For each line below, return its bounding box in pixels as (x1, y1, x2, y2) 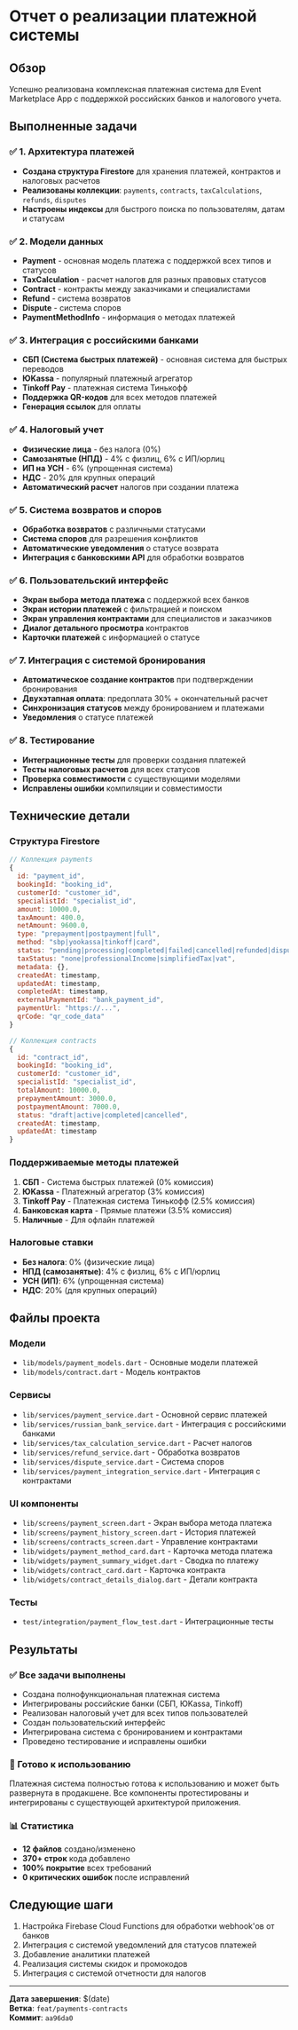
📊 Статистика (9, 1820, 74, 1832)
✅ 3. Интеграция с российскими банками (9, 334, 200, 346)
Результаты (9, 1642, 78, 1657)
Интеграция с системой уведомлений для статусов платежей (21, 1939, 257, 1950)
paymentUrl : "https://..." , (17, 1004, 122, 1013)
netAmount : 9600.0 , (17, 921, 90, 930)
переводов (21, 364, 64, 375)
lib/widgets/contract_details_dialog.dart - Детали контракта (21, 1574, 258, 1585)
